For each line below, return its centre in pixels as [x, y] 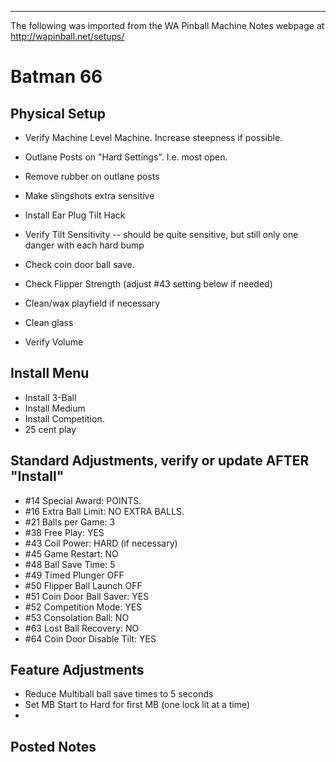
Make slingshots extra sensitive [89, 195]
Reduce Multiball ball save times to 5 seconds [119, 694]
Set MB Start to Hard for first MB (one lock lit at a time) [137, 705]
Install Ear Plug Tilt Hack [75, 215]
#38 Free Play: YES [64, 532]
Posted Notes [53, 746]
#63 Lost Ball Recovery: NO [82, 628]
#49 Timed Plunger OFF [74, 575]
